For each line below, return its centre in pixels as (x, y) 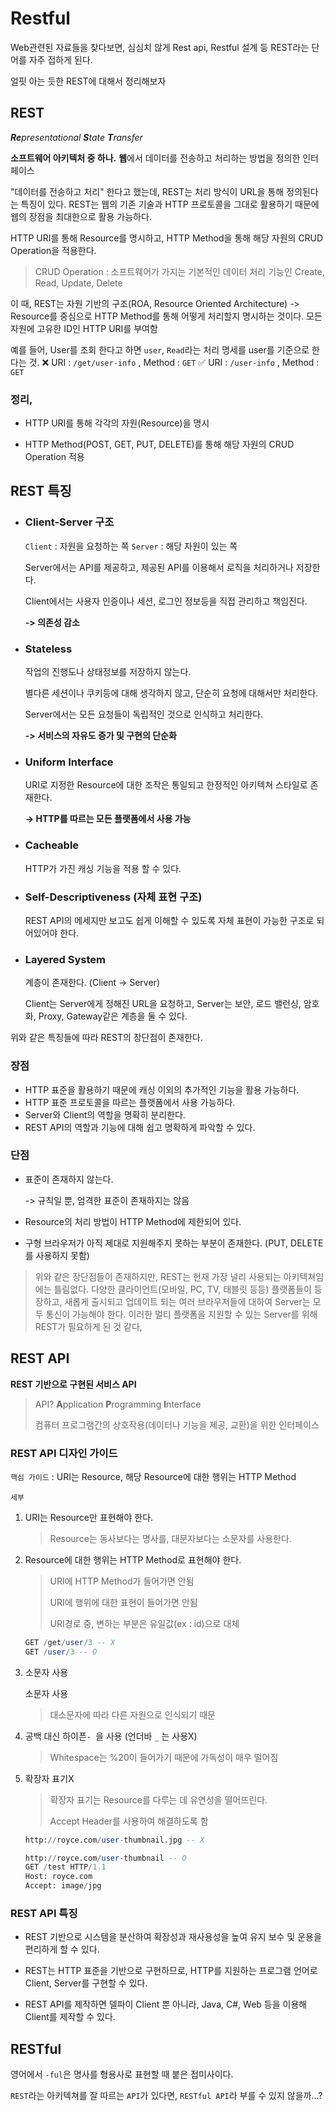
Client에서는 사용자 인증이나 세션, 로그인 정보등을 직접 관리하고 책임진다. (166, 601)
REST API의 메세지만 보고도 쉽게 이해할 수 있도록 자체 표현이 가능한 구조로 (169, 920)
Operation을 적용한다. (53, 250)
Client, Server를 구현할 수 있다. (86, 1983)
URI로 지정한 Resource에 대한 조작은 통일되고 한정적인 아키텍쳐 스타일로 (166, 785)
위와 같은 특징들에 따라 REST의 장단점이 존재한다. (106, 1038)
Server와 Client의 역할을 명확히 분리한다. (105, 1114)
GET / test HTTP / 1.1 (65, 1867)
